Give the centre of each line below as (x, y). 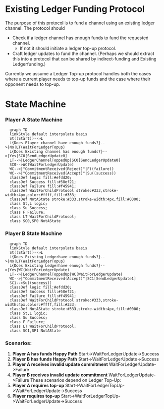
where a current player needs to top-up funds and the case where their (78, 79)
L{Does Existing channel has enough (47, 152)
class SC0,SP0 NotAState (35, 221)
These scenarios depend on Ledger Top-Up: (76, 380)
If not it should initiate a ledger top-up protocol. (68, 48)
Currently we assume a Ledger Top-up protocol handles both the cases (78, 73)
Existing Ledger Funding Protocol (75, 9)
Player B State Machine (34, 234)
